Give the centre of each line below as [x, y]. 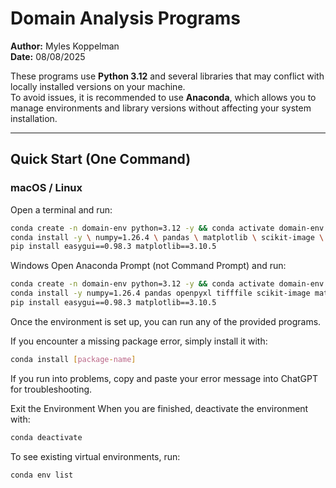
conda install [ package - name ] [73, 359]
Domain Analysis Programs [125, 18]
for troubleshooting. [51, 389]
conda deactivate [46, 437]
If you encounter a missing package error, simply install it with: [139, 341]
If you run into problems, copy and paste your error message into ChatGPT [164, 378]
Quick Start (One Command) [101, 159]
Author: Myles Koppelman [65, 46]
